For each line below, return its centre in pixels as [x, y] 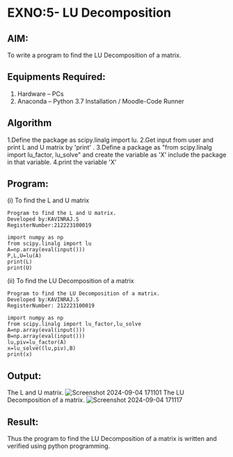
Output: [24, 376]
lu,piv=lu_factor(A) [37, 342]
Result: [23, 422]
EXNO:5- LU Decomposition [89, 13]
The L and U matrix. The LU [96, 393]
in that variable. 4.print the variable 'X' [62, 162]
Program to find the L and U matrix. [62, 214]
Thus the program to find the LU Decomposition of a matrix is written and [112, 439]
